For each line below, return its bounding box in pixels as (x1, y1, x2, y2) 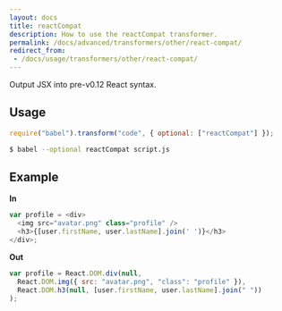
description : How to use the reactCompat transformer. (9, 29, 218, 38)
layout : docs (9, 13, 58, 22)
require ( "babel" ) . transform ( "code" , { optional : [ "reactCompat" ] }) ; (9, 129, 275, 138)
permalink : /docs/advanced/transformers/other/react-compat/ (9, 38, 243, 47)
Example (9, 169, 59, 184)
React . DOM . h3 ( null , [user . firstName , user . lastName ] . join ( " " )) (17, 285, 262, 295)
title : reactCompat (9, 21, 82, 30)
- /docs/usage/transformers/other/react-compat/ (13, 55, 199, 63)
